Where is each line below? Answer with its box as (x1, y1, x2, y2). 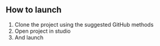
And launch (14, 33, 44, 41)
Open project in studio (14, 27, 71, 34)
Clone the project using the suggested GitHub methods (14, 21, 154, 28)
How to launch (5, 5, 62, 15)
